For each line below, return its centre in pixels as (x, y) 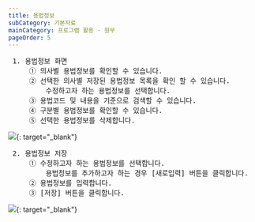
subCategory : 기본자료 (42, 23)
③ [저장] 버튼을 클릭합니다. (77, 193)
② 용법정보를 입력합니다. (71, 183)
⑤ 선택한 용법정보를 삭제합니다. (82, 120)
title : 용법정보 (32, 15)
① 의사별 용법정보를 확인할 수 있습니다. (96, 71)
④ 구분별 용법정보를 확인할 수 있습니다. (96, 111)
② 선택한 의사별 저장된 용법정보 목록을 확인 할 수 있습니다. (129, 81)
